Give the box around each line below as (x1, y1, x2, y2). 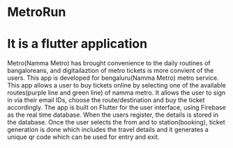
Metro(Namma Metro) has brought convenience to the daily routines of (7, 59, 211, 67)
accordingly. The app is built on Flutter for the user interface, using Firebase (7, 104, 227, 112)
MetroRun (7, 4, 66, 20)
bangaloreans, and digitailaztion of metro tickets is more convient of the (7, 67, 214, 75)
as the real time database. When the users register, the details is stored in (7, 110, 219, 119)
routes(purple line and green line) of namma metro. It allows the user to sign (7, 88, 226, 97)
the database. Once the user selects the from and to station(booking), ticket (7, 118, 225, 126)
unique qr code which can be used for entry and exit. (7, 133, 160, 141)
